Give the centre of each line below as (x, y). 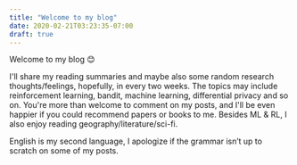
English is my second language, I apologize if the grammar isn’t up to (136, 141)
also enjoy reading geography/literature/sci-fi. (94, 124)
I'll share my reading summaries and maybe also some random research (142, 77)
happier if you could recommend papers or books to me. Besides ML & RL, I (148, 115)
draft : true (31, 34)
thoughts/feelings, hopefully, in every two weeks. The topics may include (144, 87)
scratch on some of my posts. (64, 151)
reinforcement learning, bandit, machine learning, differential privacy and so (149, 95)
